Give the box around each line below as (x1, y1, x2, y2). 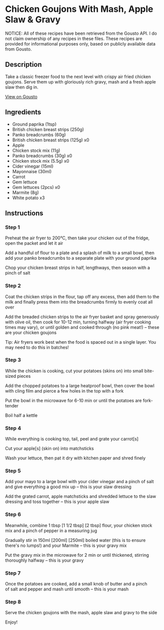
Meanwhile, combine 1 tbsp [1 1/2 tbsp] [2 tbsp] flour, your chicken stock (5, 522, 153, 528)
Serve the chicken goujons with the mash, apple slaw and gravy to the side (5, 610, 158, 616)
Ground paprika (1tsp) (12, 121, 57, 127)
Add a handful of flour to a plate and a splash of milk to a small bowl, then (5, 250, 155, 256)
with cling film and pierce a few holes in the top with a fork (5, 388, 124, 394)
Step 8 (5, 598, 21, 605)
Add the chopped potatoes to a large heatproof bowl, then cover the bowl (5, 382, 155, 389)
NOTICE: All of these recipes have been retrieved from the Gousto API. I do (5, 30, 157, 36)
